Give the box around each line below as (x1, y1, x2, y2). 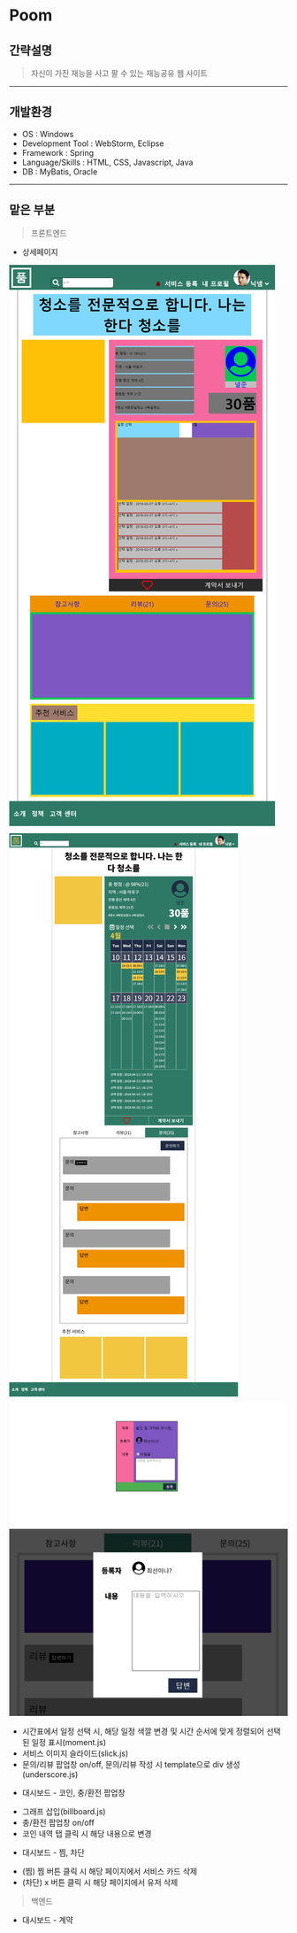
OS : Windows (21, 128, 74, 139)
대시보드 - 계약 (21, 1914, 73, 1926)
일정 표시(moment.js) (31, 1737, 107, 1748)
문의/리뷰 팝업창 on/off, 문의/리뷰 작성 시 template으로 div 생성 (21, 1759, 240, 1770)
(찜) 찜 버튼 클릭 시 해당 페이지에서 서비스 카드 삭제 (21, 1866, 197, 1877)
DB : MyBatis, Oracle (21, 166, 98, 177)
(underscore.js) (21, 1769, 79, 1780)
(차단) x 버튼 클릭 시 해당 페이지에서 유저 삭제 (21, 1877, 179, 1888)
